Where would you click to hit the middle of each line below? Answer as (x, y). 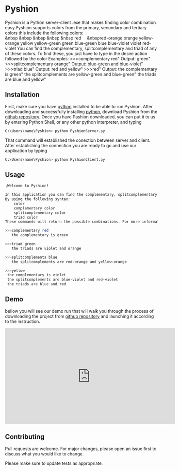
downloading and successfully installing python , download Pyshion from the (81, 112)
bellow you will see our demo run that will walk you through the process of (79, 311)
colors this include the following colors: (44, 33)
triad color (26, 217)
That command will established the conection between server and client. (78, 140)
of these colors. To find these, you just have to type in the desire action (76, 53)
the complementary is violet (37, 275)
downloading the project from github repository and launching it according (80, 316)
